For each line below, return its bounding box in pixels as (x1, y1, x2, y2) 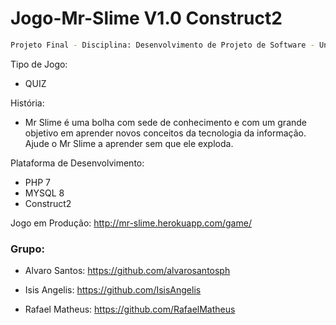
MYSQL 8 (24, 187, 65, 199)
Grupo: (10, 242, 45, 256)
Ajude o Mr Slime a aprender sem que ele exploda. (24, 137, 234, 149)
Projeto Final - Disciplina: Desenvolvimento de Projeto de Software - (10, 40, 315, 50)
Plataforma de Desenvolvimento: (10, 157, 145, 169)
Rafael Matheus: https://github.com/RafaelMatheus (24, 303, 236, 316)
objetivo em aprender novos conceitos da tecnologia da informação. (24, 127, 307, 139)
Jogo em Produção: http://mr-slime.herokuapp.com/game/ (10, 217, 252, 229)
